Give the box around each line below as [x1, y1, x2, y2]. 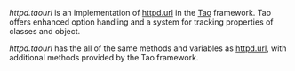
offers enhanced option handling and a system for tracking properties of [9, 17, 274, 27]
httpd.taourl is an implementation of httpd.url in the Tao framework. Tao [9, 8, 272, 18]
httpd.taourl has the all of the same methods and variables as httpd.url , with [9, 43, 287, 53]
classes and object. [9, 26, 81, 36]
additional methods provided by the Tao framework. [9, 53, 199, 62]
